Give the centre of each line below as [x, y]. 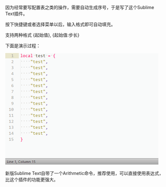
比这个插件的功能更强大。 [32, 179]
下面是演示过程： [23, 46]
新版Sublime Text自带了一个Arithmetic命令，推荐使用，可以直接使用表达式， [84, 173]
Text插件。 [16, 14]
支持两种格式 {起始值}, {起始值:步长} [42, 35]
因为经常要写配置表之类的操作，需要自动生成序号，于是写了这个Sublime [80, 7]
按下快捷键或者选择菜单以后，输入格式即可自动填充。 [60, 24]
